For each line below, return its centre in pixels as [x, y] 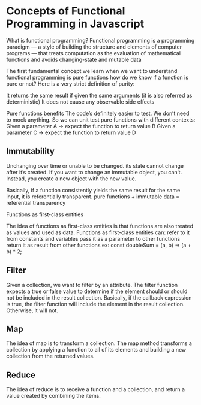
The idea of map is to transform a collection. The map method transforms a [99, 343]
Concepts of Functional [66, 11]
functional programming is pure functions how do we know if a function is [97, 77]
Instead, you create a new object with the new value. [71, 179]
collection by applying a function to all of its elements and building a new [96, 350]
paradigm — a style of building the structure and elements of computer [94, 47]
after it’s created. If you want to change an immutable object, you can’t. [94, 172]
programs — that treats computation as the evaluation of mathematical [94, 53]
